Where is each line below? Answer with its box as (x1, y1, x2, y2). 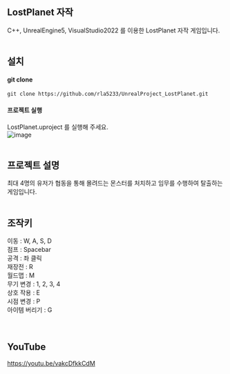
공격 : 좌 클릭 (7, 254, 43, 262)
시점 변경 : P (7, 297, 41, 306)
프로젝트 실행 (7, 106, 43, 114)
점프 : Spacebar (7, 246, 52, 254)
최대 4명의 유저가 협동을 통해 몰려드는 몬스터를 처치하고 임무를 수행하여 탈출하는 (7, 179, 223, 188)
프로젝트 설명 (7, 159, 60, 171)
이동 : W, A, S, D (7, 237, 52, 245)
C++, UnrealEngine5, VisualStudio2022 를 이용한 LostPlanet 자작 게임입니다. (7, 26, 220, 35)
